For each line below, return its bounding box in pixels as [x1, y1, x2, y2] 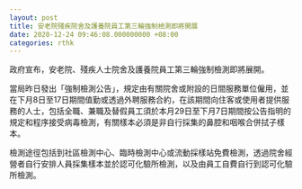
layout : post [9, 13, 58, 22]
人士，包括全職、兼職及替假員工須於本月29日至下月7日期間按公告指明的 [24, 105, 292, 117]
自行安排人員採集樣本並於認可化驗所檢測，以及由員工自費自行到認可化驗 [24, 158, 293, 169]
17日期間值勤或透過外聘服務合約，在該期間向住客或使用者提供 [53, 94, 282, 105]
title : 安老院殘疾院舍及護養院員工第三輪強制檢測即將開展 [9, 22, 199, 31]
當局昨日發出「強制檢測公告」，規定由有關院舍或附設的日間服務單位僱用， [9, 83, 281, 94]
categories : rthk [9, 38, 75, 48]
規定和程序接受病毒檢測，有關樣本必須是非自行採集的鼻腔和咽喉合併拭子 [9, 117, 277, 128]
